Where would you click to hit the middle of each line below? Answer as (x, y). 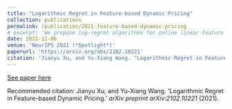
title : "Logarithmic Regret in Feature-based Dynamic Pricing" (100, 13)
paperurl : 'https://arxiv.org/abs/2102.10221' (75, 52)
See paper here (29, 77)
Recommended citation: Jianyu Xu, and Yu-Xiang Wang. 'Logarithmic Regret (116, 90)
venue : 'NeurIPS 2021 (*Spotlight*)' (61, 45)
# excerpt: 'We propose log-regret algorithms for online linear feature (116, 33)
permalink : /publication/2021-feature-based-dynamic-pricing (97, 26)
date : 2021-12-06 (32, 39)
